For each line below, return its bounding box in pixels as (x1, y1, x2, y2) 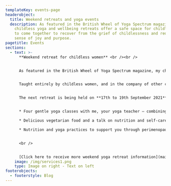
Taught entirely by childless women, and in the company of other (18, 82, 163, 87)
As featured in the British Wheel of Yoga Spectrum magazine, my (18, 68, 160, 73)
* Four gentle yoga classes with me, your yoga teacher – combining (18, 109, 167, 114)
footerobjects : (5, 168, 38, 174)
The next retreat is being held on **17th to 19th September (18, 95, 152, 100)
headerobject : (5, 12, 36, 17)
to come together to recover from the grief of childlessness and (14, 31, 158, 36)
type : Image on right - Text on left (14, 164, 95, 169)
